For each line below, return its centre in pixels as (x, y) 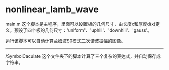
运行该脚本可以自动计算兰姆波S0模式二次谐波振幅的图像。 (65, 41)
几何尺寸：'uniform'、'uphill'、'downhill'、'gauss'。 (98, 30)
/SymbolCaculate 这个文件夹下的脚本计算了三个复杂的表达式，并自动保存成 (83, 56)
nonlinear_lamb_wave (52, 9)
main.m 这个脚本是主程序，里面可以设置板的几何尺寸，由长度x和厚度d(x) (80, 24)
